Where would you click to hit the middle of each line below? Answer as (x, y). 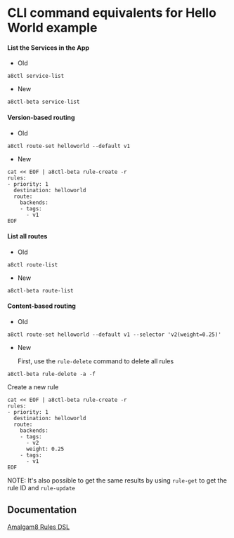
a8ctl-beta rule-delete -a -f (52, 374)
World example (52, 28)
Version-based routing (41, 117)
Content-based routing (41, 306)
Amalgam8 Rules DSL (39, 527)
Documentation (42, 510)
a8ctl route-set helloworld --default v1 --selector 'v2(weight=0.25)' (114, 335)
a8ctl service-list (36, 76)
